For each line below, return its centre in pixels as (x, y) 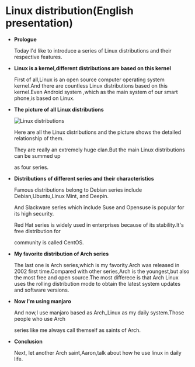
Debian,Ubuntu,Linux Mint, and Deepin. (61, 196)
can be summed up (37, 155)
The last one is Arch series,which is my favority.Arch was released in (97, 265)
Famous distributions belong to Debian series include (78, 190)
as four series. (31, 167)
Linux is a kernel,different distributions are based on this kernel (93, 68)
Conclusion (28, 341)
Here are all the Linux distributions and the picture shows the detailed (97, 132)
